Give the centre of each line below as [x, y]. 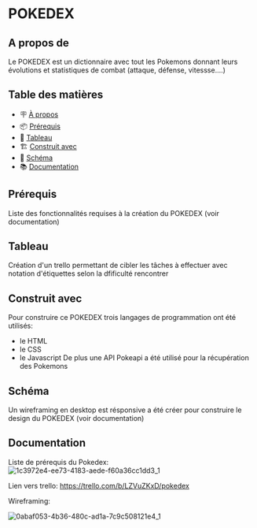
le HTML [33, 341]
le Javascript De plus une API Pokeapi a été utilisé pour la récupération [134, 358]
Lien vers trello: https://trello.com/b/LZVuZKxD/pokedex [99, 485]
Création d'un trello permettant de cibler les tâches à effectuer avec [118, 266]
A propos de [39, 43]
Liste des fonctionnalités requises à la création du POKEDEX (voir [114, 213]
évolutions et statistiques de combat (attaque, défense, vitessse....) [117, 70]
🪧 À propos [39, 114]
